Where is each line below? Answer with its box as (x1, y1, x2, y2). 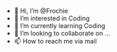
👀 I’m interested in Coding (13, 14, 90, 22)
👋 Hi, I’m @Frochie (13, 7, 69, 15)
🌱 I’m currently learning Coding (13, 22, 106, 30)
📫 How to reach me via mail (13, 37, 97, 45)
